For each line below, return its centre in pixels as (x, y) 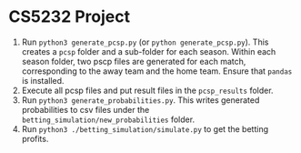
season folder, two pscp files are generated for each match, (134, 61)
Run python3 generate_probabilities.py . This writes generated (140, 100)
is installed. (43, 80)
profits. (35, 138)
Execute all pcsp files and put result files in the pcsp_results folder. (147, 90)
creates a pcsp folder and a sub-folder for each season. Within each (149, 51)
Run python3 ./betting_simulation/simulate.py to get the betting (145, 128)
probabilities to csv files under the (85, 109)
